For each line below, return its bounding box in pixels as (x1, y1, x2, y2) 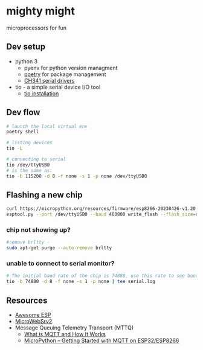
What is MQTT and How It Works (24, 331, 106, 338)
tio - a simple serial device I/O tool (14, 83, 101, 91)
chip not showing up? (6, 226, 71, 234)
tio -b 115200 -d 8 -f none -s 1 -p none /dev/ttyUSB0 (6, 173, 147, 179)
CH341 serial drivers (24, 77, 75, 84)
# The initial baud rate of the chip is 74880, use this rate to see (6, 273, 185, 279)
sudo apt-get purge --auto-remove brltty (6, 245, 112, 251)
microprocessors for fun (6, 24, 67, 31)
